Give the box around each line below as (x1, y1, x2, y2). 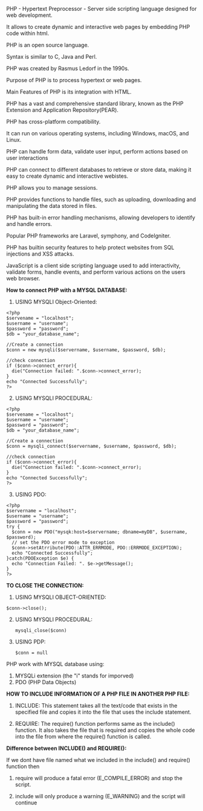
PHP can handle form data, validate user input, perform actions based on (6, 148, 188, 155)
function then (6, 763, 40, 770)
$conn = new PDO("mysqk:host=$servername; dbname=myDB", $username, (11, 529, 188, 535)
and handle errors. (6, 221, 53, 227)
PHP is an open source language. (6, 42, 89, 48)
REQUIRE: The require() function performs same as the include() (14, 720, 175, 727)
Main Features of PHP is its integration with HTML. (6, 88, 132, 95)
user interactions (6, 154, 48, 161)
